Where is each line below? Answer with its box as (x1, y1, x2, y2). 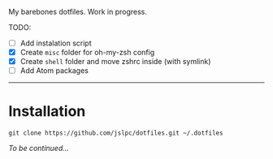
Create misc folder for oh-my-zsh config (19, 48, 155, 58)
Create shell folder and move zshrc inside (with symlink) (19, 57, 211, 67)
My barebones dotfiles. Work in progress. (8, 7, 148, 16)
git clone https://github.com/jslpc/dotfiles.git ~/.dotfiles (8, 129, 223, 137)
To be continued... (8, 144, 69, 153)
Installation (8, 102, 86, 121)
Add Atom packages (19, 66, 89, 75)
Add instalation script (19, 38, 92, 48)
